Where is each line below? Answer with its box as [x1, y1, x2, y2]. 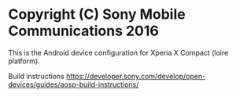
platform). [8, 56, 41, 66]
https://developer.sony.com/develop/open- [65, 71, 206, 81]
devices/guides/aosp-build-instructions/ [8, 80, 139, 89]
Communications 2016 [8, 22, 159, 40]
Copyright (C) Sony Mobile [8, 5, 186, 23]
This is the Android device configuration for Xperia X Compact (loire [8, 48, 229, 57]
